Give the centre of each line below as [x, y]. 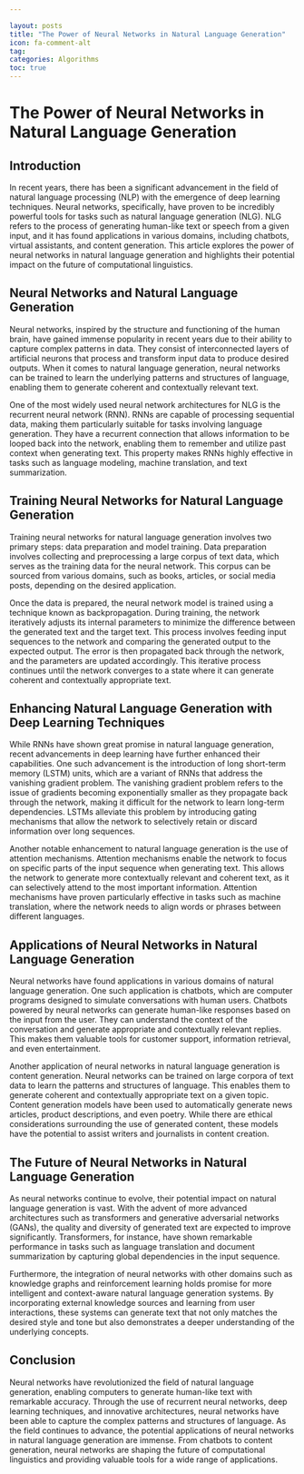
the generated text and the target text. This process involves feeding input [148, 631]
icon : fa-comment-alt [50, 43]
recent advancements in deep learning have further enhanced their [135, 754]
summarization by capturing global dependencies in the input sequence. [145, 1256]
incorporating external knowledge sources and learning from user [132, 1303]
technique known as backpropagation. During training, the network [135, 612]
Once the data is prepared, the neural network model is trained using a [142, 603]
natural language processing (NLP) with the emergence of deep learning [145, 197]
